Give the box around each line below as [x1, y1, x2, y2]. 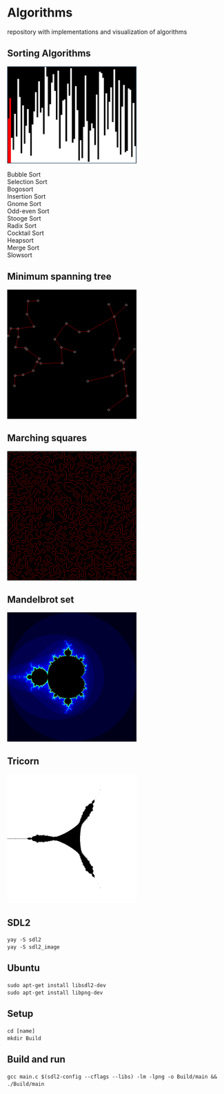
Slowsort [7, 251, 32, 259]
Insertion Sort [7, 192, 46, 201]
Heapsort [7, 236, 34, 245]
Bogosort [7, 185, 34, 194]
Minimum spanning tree [7, 271, 112, 283]
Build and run [7, 1053, 65, 1066]
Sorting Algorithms [7, 48, 91, 59]
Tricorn [7, 755, 40, 767]
